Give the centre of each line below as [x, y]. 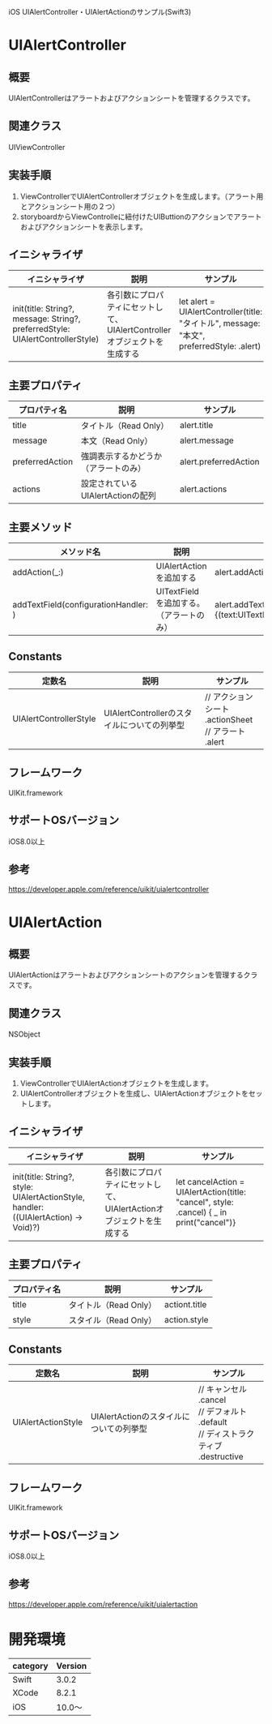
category [30, 1666]
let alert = [198, 302]
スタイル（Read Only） [113, 1320]
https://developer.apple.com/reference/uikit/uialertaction [103, 1604]
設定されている [109, 483]
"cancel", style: [204, 1202]
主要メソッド [40, 527]
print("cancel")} [206, 1222]
